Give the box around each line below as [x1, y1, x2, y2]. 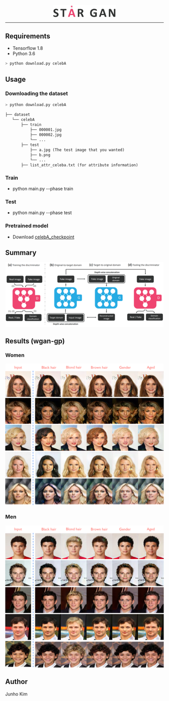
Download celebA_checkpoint [12, 234, 74, 240]
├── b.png [30, 152, 51, 158]
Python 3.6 [12, 51, 35, 57]
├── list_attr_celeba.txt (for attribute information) [21, 162, 138, 168]
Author [5, 677, 28, 686]
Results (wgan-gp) [5, 336, 65, 345]
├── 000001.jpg [30, 127, 62, 132]
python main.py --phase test [12, 210, 72, 216]
